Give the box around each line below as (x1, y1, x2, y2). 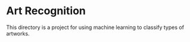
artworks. (6, 30, 30, 37)
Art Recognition (6, 4, 86, 18)
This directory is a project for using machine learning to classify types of (6, 24, 185, 31)
